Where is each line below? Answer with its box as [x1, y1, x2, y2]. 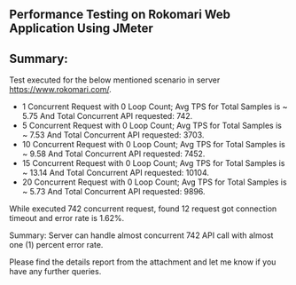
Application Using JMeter [9, 21, 153, 36]
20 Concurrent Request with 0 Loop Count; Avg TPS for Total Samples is [21, 177, 287, 187]
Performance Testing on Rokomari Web [9, 7, 231, 22]
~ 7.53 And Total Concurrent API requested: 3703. [21, 130, 205, 140]
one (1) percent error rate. [9, 240, 104, 250]
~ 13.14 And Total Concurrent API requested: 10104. [21, 168, 210, 178]
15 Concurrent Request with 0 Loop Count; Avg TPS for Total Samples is [21, 158, 285, 169]
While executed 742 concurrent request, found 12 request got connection [9, 203, 277, 214]
